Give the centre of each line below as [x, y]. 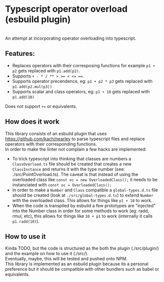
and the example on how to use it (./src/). [47, 254]
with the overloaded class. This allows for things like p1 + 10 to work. [82, 200]
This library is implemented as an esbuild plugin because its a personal [77, 264]
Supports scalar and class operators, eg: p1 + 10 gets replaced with [81, 91]
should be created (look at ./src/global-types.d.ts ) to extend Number [83, 195]
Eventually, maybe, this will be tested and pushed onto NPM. [66, 259]
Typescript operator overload [66, 9]
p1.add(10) [23, 97]
